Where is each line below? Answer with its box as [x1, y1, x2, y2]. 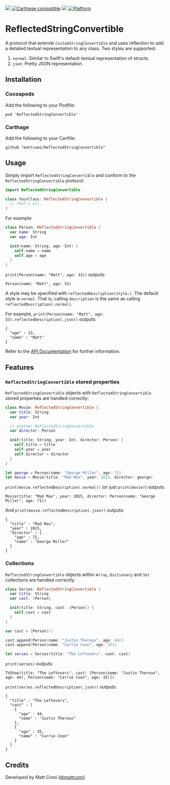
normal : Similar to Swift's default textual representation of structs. [12, 55, 150, 61]
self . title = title [14, 442, 56, 448]
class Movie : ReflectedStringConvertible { [5, 405, 99, 410]
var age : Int [10, 234, 38, 240]
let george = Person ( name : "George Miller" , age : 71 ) [5, 470, 122, 475]
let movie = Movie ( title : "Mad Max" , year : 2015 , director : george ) [5, 475, 153, 480]
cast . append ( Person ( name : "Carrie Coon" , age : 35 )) [5, 642, 117, 647]
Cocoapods [5, 90, 35, 97]
